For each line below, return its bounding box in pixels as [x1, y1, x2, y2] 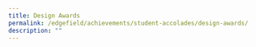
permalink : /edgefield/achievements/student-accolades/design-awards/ [8, 19, 249, 27]
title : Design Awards [8, 11, 81, 20]
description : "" [8, 26, 62, 34]
